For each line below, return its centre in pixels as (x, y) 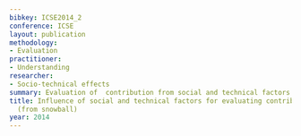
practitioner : (36, 59)
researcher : (31, 76)
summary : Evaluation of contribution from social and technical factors (150, 92)
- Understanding (39, 68)
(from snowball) (47, 109)
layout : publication (48, 34)
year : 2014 (30, 117)
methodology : (34, 42)
